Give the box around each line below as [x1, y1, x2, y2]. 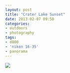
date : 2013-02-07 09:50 [5, 16, 55, 21]
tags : [5, 35, 16, 40]
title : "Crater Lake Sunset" [5, 12, 66, 17]
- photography [5, 30, 35, 35]
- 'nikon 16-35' [5, 44, 39, 49]
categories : [5, 21, 30, 26]
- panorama [5, 49, 28, 54]
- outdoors [5, 26, 28, 31]
